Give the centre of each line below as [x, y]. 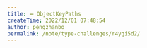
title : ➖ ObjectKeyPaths [44, 14]
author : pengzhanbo [36, 27]
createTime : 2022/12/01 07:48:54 [57, 20]
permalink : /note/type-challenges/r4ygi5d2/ [74, 34]
